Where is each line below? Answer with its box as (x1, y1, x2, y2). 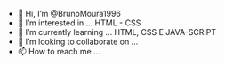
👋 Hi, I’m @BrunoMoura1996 (17, 9, 122, 18)
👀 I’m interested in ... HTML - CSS (17, 18, 141, 28)
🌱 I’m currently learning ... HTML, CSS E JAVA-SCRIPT (17, 27, 217, 37)
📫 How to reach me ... (17, 47, 100, 56)
